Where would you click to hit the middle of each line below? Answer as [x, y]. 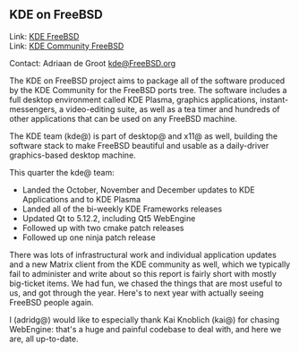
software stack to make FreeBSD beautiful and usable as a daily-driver [139, 145]
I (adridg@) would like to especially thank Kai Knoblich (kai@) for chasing [145, 319]
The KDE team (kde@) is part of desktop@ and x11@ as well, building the [144, 136]
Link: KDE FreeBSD [44, 36]
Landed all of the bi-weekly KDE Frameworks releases [122, 209]
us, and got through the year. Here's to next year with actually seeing [137, 293]
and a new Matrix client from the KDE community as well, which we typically [150, 264]
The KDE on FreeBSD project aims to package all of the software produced [147, 81]
